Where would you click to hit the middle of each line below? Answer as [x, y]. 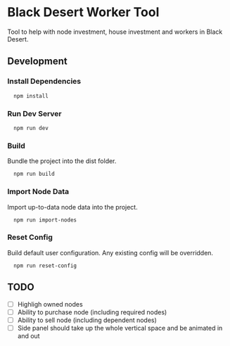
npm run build [34, 174]
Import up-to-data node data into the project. [73, 207]
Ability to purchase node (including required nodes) [92, 312]
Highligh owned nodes [50, 304]
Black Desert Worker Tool [83, 12]
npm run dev [31, 128]
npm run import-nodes [45, 220]
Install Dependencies [44, 82]
